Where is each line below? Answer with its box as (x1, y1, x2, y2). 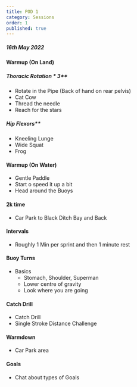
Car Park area (14, 347, 49, 354)
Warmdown (6, 333, 36, 341)
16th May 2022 (6, 43, 45, 51)
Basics (14, 267, 32, 274)
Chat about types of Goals (14, 373, 80, 381)
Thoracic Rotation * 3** (6, 72, 68, 79)
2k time (6, 201, 26, 208)
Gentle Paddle (14, 174, 50, 182)
